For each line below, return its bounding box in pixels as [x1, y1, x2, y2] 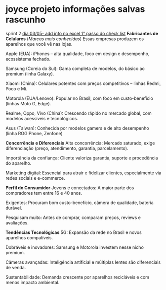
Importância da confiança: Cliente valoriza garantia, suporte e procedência [5, 155, 158, 161]
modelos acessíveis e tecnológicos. [5, 115, 79, 121]
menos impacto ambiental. [5, 279, 60, 285]
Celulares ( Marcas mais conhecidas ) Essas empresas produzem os [5, 36, 144, 42]
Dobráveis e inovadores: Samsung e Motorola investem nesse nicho [5, 244, 144, 250]
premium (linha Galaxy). [5, 71, 54, 76]
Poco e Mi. [5, 85, 28, 91]
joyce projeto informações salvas [5, 3, 145, 15]
